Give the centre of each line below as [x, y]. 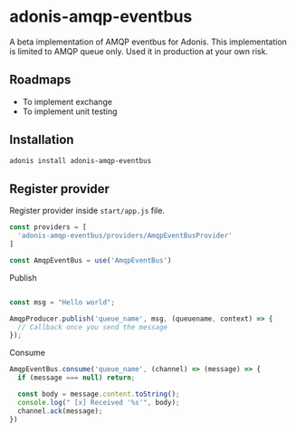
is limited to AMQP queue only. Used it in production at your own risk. [139, 51]
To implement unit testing [70, 111]
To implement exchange [67, 101]
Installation [42, 140]
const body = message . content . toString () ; [99, 394]
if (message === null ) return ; [76, 378]
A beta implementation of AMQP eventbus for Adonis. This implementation [148, 42]
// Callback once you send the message [93, 327]
